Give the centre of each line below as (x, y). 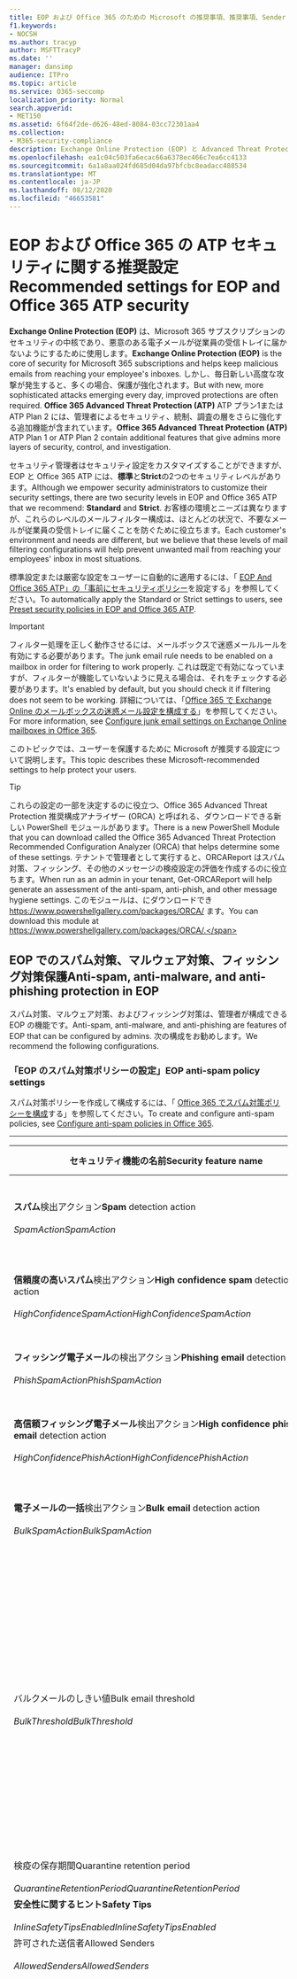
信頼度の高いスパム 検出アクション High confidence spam (133, 1279)
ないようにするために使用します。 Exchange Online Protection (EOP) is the (146, 353)
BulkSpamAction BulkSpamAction (83, 1531)
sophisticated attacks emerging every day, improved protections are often (144, 394)
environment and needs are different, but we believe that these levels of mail (148, 539)
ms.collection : (37, 133)
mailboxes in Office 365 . (53, 730)
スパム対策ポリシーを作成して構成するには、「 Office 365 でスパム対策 (137, 1102)
